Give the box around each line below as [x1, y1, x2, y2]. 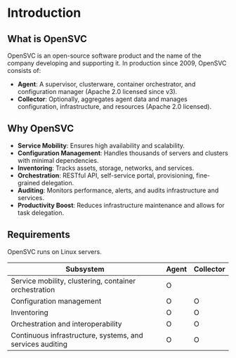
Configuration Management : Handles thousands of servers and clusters [17, 149, 228, 157]
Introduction [7, 5, 81, 21]
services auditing [11, 339, 68, 349]
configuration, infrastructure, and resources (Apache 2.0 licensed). [17, 102, 212, 110]
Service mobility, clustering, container [11, 276, 136, 286]
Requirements [7, 229, 70, 241]
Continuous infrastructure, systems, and [11, 330, 144, 340]
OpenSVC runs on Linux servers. [7, 247, 102, 256]
